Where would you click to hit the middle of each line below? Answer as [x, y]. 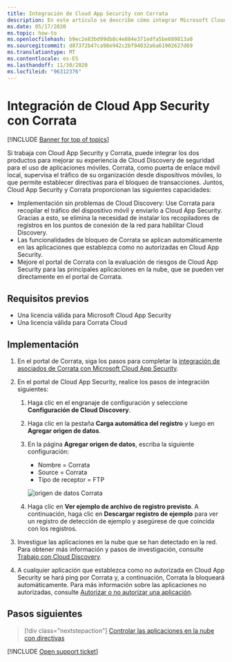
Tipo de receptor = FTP [71, 480]
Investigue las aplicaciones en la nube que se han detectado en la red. [117, 542]
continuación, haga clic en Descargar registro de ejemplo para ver [123, 514]
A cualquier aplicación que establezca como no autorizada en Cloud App [121, 570]
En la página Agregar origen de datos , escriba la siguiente [111, 445]
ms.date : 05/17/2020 [37, 26]
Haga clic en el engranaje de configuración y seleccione [107, 403]
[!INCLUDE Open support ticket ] [53, 651]
